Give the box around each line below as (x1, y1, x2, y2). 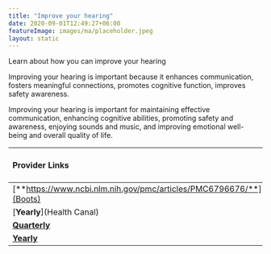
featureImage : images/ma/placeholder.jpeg (8, 27, 153, 35)
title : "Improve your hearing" (8, 11, 114, 20)
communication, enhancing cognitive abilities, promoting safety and (8, 114, 234, 123)
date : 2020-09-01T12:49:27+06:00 (8, 19, 121, 27)
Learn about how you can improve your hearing (8, 56, 167, 66)
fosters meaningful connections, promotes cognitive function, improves (8, 81, 246, 90)
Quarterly (12, 219, 51, 231)
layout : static (8, 34, 60, 43)
